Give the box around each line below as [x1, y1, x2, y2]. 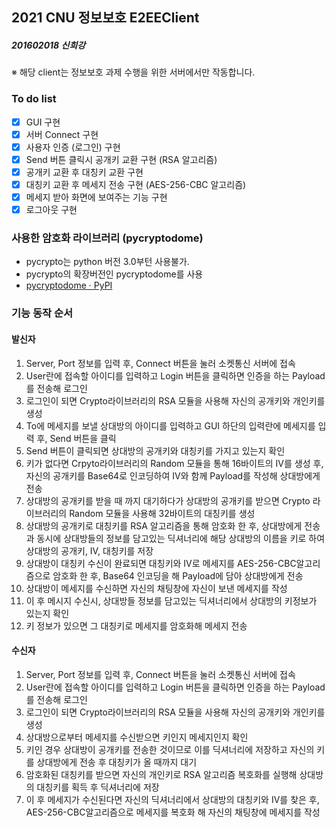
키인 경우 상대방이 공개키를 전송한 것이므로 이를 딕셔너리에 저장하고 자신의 [25, 743, 315, 755]
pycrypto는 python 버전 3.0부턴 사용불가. [25, 256, 190, 268]
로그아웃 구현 [25, 204, 78, 216]
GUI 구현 [25, 116, 61, 128]
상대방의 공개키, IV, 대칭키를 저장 [25, 544, 154, 557]
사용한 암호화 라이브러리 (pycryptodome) [11, 231, 204, 245]
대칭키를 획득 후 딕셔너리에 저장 [36, 781, 160, 793]
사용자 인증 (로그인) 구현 [25, 141, 121, 153]
